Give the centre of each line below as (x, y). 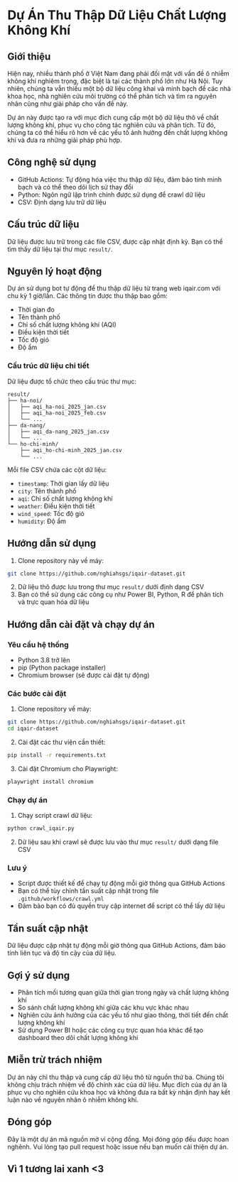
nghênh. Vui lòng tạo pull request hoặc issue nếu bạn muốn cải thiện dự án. (118, 1147)
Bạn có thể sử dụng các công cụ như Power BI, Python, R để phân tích (120, 595)
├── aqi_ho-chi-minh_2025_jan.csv (71, 450)
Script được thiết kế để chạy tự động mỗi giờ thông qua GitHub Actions (121, 883)
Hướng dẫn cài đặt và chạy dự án (81, 624)
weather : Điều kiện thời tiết (56, 506)
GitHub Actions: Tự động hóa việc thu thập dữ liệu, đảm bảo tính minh (120, 179)
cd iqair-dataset (33, 729)
